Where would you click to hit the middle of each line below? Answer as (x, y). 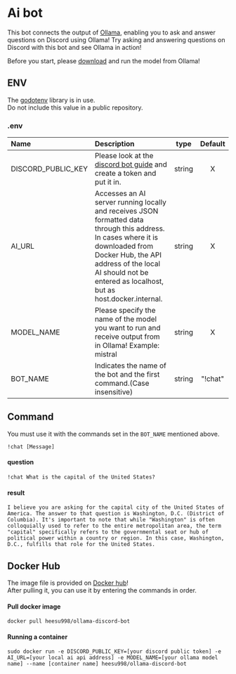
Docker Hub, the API (128, 255)
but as (105, 290)
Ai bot (25, 13)
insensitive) (114, 392)
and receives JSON (126, 211)
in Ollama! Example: (127, 346)
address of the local (127, 264)
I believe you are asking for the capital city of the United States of (116, 507)
